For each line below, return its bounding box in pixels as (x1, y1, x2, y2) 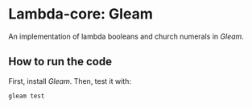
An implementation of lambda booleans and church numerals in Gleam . (8, 31, 244, 41)
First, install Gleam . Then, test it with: (8, 76, 131, 85)
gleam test (8, 92, 45, 100)
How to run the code (8, 55, 113, 69)
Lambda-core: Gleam (8, 5, 153, 23)
